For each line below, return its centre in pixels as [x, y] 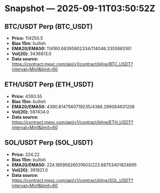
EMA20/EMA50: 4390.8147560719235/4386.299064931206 [73, 106]
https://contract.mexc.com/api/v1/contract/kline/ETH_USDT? [72, 122]
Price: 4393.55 [27, 96]
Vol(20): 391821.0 [30, 170]
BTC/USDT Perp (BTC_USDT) [49, 27]
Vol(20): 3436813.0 [31, 54]
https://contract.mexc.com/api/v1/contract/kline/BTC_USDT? [72, 64]
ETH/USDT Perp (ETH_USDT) [49, 85]
